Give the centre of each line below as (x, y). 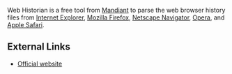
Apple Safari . (26, 25)
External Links (39, 47)
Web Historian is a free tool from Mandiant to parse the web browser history (116, 10)
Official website (40, 64)
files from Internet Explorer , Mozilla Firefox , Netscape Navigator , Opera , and (116, 17)
